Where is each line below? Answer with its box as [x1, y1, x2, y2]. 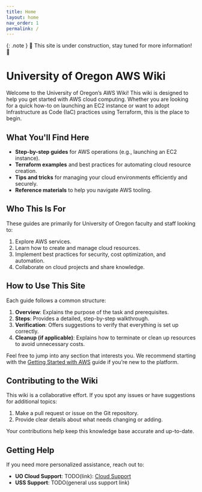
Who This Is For [6, 204, 66, 214]
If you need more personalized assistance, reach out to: [6, 461, 144, 469]
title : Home [6, 8, 36, 15]
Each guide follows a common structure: [6, 297, 106, 304]
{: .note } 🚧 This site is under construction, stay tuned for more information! [6, 42, 192, 49]
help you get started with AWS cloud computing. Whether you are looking [6, 96, 189, 103]
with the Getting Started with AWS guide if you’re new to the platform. [6, 358, 179, 365]
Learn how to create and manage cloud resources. [14, 244, 140, 251]
